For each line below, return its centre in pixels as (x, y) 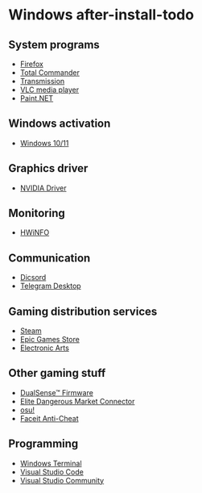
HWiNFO (35, 232)
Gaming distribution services (83, 311)
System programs (54, 45)
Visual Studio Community (62, 480)
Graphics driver (48, 168)
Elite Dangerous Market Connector (77, 401)
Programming (43, 444)
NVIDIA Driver (43, 188)
